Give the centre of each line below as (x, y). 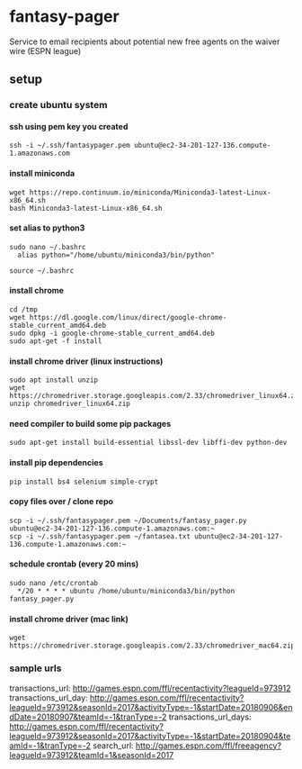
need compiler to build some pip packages (90, 423)
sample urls (36, 668)
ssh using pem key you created (69, 126)
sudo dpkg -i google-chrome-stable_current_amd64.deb (112, 334)
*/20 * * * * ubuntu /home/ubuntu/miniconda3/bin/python (126, 592)
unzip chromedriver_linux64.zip (70, 404)
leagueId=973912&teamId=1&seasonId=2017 (92, 755)
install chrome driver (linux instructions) (86, 361)
